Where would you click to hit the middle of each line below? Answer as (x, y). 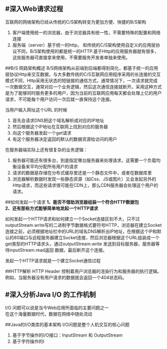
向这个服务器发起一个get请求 (42, 133)
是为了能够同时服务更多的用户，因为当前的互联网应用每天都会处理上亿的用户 (83, 93)
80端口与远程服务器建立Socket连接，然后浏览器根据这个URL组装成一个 (87, 237)
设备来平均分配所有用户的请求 (47, 167)
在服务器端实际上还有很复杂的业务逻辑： (46, 150)
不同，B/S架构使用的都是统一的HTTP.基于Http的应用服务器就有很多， (88, 51)
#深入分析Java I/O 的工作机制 (50, 295)
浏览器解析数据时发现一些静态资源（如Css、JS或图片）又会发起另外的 (84, 179)
